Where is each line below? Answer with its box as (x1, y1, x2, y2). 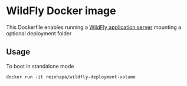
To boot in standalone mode (6, 62, 74, 70)
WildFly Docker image (6, 4, 116, 18)
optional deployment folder (6, 29, 72, 37)
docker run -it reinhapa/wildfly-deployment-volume (6, 74, 136, 80)
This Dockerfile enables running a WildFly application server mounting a (6, 24, 182, 31)
